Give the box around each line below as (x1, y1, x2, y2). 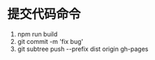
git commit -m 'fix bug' (17, 37, 84, 45)
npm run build (17, 29, 58, 38)
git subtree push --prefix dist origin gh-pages (17, 45, 149, 53)
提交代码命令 (7, 6, 82, 22)
